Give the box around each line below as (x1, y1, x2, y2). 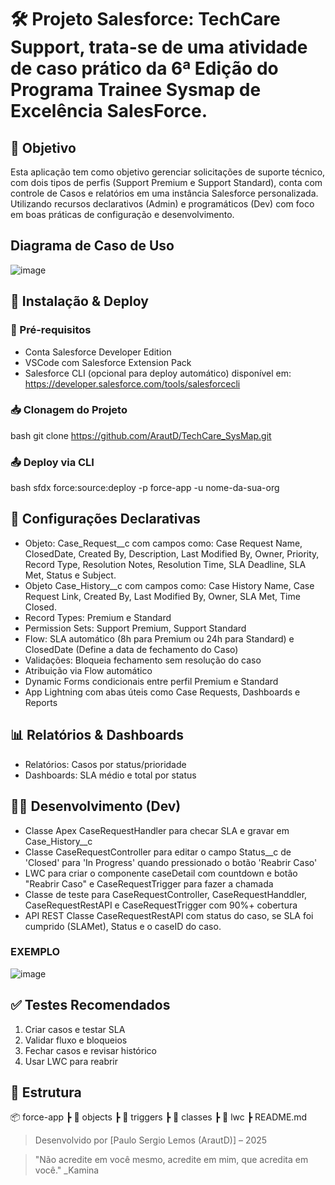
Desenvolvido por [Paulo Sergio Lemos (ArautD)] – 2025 (34, 1134, 268, 1146)
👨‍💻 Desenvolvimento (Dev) (10, 798, 182, 815)
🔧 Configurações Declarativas (10, 511, 201, 528)
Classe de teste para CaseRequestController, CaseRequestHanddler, (24, 888, 308, 900)
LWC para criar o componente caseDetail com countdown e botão (24, 867, 298, 879)
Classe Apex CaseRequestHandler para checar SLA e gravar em (24, 824, 290, 836)
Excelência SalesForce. (10, 100, 208, 123)
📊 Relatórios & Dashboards (10, 727, 185, 744)
